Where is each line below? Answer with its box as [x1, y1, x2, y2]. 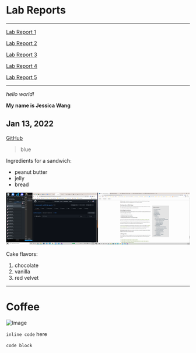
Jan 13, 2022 [6, 119, 54, 129]
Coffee [6, 300, 40, 313]
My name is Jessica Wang [6, 102, 71, 109]
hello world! [6, 90, 34, 97]
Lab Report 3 [6, 51, 37, 58]
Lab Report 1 [6, 28, 36, 35]
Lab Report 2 [6, 39, 37, 47]
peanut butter [14, 168, 48, 176]
